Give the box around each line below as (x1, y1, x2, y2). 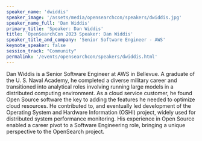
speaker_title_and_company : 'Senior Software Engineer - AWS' (6, 37, 166, 43)
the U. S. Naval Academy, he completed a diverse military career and (6, 77, 177, 84)
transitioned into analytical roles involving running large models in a (6, 83, 174, 90)
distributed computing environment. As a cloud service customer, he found (6, 89, 193, 96)
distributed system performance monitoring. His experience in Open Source (6, 115, 195, 122)
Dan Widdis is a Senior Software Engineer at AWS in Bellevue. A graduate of (6, 70, 195, 77)
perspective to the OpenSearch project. (6, 128, 104, 135)
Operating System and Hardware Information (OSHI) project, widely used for (6, 108, 196, 116)
